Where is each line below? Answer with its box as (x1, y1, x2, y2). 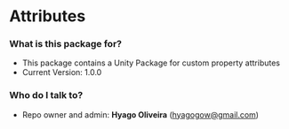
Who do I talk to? (9, 89, 84, 102)
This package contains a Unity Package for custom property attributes (21, 57, 280, 68)
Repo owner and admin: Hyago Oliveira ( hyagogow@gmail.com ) (21, 109, 260, 120)
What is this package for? (9, 38, 123, 50)
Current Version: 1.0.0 (21, 67, 102, 78)
